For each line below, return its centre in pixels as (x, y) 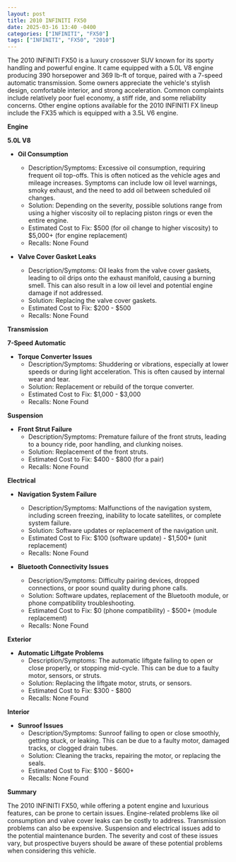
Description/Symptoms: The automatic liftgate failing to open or (120, 661)
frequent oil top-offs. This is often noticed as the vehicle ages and (124, 176)
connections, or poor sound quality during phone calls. (108, 588)
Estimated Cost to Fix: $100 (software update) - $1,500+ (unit (117, 538)
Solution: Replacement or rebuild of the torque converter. (111, 387)
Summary (22, 792)
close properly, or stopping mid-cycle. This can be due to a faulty (123, 668)
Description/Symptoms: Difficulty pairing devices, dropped (114, 580)
